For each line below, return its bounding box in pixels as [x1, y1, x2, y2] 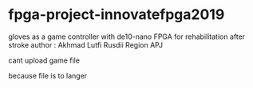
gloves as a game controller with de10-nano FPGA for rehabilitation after [8, 32, 246, 41]
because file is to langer [8, 71, 88, 80]
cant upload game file [8, 55, 80, 65]
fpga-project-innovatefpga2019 [8, 6, 225, 24]
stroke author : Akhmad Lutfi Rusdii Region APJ [8, 40, 164, 49]
